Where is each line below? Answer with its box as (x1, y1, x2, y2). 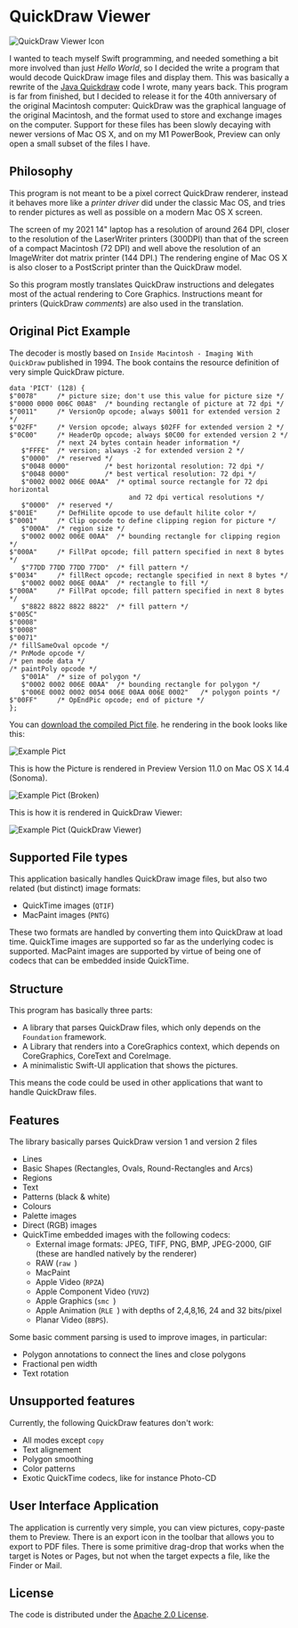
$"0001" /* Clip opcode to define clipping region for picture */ (9, 516, 277, 525)
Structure (9, 981, 64, 996)
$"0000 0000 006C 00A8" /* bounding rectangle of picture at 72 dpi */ (9, 399, 285, 408)
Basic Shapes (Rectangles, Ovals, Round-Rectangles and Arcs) (21, 1163, 254, 1174)
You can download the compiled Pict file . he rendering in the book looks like (9, 719, 287, 730)
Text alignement (21, 1444, 82, 1454)
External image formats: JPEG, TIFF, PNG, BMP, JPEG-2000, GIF (35, 1239, 272, 1249)
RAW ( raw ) (35, 1258, 78, 1268)
